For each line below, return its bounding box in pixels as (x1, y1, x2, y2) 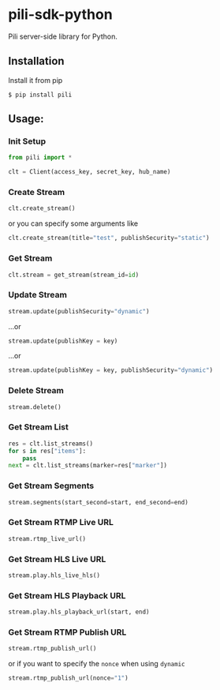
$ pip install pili (8, 91, 73, 99)
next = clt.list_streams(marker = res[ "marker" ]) (8, 462, 168, 470)
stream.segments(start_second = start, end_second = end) (8, 498, 189, 506)
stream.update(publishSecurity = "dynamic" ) (8, 307, 150, 315)
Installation (8, 54, 65, 68)
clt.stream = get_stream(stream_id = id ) (8, 271, 140, 279)
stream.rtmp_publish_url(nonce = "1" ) (8, 674, 129, 682)
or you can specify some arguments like (8, 219, 139, 228)
